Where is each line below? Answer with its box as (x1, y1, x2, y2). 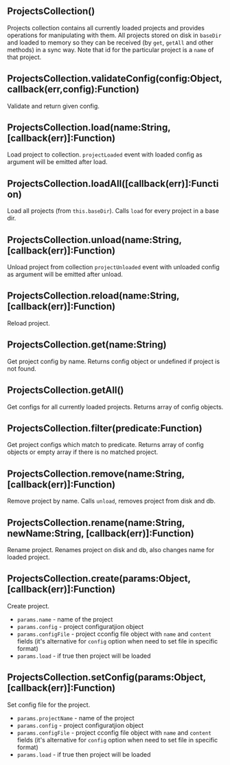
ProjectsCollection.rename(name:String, (7, 516, 185, 528)
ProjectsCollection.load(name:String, (7, 122, 171, 133)
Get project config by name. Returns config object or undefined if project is (7, 357, 220, 365)
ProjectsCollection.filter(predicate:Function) (7, 422, 203, 434)
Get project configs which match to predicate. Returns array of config (7, 441, 204, 449)
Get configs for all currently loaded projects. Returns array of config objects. (7, 402, 224, 411)
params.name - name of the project (16, 615, 113, 624)
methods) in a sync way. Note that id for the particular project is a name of (7, 45, 214, 54)
